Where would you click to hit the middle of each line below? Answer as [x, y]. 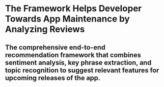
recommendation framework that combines [73, 55]
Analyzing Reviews [45, 29]
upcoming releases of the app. [53, 78]
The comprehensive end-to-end [55, 47]
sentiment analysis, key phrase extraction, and [78, 62]
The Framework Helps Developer [73, 9]
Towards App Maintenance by [68, 19]
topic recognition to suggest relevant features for [82, 70]
